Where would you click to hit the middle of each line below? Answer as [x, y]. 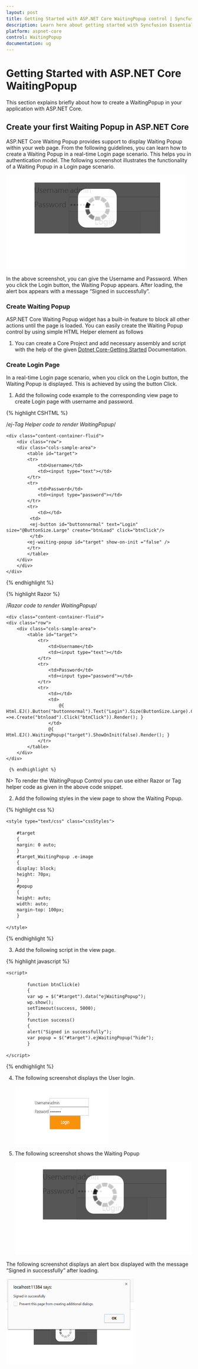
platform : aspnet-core [34, 31]
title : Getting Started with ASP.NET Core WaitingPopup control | [89, 19]
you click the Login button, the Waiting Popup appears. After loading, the [94, 285]
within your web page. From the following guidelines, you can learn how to [96, 148]
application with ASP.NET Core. [44, 109]
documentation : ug [29, 44]
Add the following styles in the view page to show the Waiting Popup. [99, 798]
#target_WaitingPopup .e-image [55, 857]
